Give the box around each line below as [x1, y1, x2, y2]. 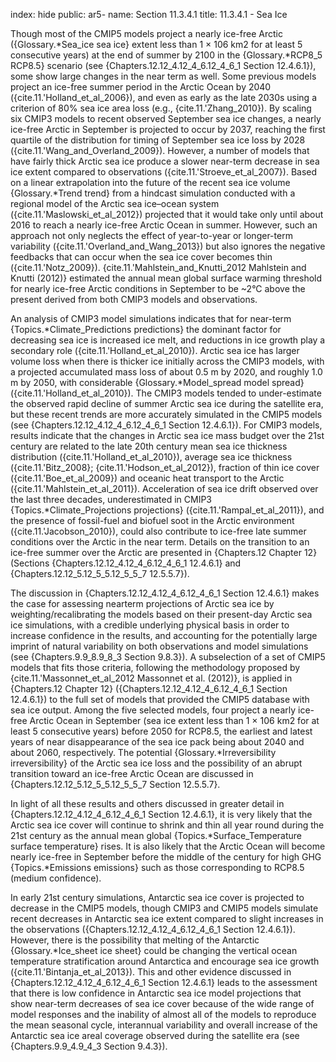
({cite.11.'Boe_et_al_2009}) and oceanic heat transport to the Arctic [10, 472, 285, 484]
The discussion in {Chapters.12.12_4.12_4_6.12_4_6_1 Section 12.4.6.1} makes [10, 587, 320, 599]
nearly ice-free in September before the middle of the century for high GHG [10, 851, 322, 863]
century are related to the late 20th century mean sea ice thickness [10, 440, 288, 452]
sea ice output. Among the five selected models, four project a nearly [10, 704, 297, 716]
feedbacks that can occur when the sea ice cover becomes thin [10, 251, 273, 263]
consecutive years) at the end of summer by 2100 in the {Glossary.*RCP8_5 [10, 49, 323, 61]
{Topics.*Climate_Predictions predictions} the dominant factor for [10, 324, 282, 335]
